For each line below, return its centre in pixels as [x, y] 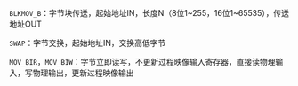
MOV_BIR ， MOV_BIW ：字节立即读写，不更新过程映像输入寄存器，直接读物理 [142, 62]
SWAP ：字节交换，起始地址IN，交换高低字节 [88, 43]
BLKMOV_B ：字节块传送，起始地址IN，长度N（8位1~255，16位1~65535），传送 [149, 13]
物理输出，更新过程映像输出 [83, 73]
